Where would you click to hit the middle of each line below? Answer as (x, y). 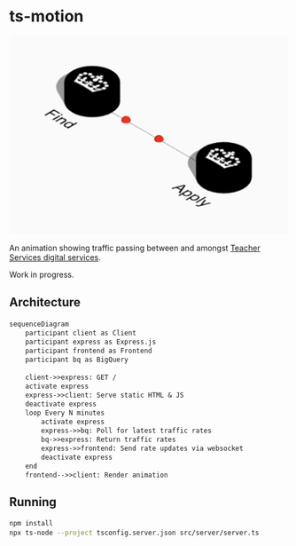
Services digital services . (55, 257)
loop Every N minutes (65, 413)
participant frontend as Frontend (89, 351)
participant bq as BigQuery (77, 360)
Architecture (45, 302)
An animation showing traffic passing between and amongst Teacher (135, 248)
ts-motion (47, 16)
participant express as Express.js (91, 342)
